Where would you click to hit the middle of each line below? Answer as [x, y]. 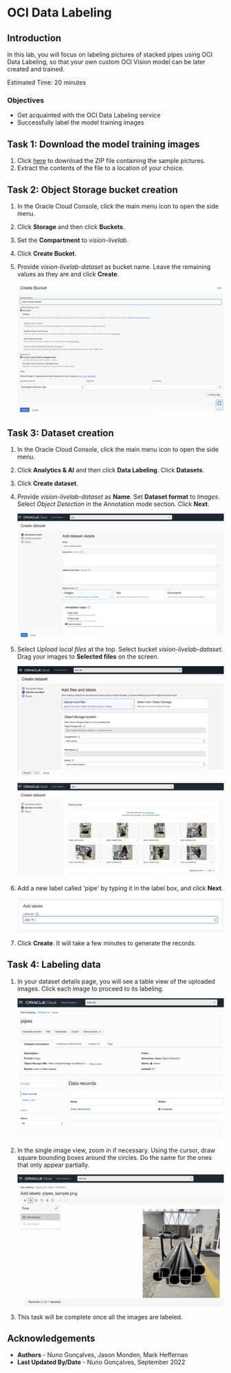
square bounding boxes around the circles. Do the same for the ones [114, 1158]
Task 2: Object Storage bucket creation [92, 189]
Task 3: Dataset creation [61, 433]
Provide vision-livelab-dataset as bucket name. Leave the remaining [114, 267]
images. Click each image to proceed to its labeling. [90, 989]
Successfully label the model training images [80, 122]
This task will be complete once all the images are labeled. [100, 1317]
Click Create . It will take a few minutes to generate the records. [107, 943]
